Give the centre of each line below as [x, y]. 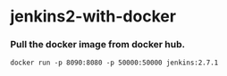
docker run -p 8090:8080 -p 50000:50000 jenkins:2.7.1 [114, 63]
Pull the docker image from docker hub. [98, 45]
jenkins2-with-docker [93, 17]
